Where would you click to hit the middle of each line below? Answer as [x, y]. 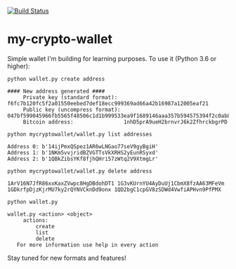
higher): [19, 66]
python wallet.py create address [56, 79]
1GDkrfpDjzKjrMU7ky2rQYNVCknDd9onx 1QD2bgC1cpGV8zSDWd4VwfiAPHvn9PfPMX [114, 190]
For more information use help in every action [87, 245]
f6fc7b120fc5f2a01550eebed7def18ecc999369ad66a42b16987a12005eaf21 [108, 103]
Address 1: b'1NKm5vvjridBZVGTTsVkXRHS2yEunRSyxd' [83, 152]
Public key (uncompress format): [72, 110]
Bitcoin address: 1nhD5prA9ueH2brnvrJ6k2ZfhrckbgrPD [125, 122]
